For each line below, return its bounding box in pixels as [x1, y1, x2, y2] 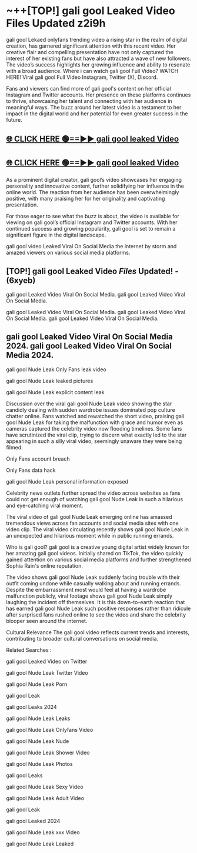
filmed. [6, 444, 23, 451]
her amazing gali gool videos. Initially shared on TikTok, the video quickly [6, 549, 183, 557]
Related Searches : [6, 646, 52, 654]
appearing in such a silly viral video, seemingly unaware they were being [6, 437, 182, 445]
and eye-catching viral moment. [6, 502, 84, 509]
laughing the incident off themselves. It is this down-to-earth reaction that [6, 598, 185, 605]
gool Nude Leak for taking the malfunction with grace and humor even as [6, 419, 183, 426]
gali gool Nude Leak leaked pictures [6, 377, 94, 384]
